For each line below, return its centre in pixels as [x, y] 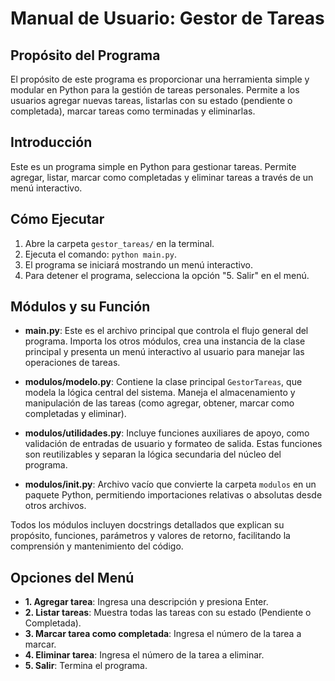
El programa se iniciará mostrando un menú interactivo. [138, 264]
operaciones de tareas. [72, 363]
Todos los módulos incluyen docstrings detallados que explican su [147, 525]
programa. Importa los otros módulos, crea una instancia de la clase [165, 341]
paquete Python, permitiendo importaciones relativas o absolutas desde [173, 495]
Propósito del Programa [85, 55]
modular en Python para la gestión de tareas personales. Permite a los [155, 90]
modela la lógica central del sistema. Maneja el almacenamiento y [160, 393]
